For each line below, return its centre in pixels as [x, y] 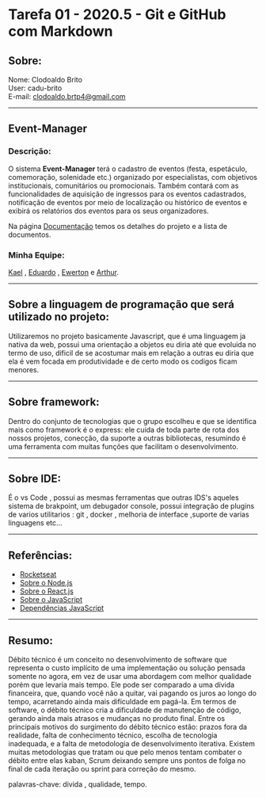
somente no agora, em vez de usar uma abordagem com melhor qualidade [130, 677]
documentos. [30, 235]
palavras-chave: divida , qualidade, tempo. [78, 784]
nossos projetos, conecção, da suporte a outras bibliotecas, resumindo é [127, 438]
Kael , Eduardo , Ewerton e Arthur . [63, 272]
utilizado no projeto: [59, 317]
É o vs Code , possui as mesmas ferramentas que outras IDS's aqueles [123, 498]
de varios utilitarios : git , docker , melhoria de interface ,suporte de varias [129, 515]
